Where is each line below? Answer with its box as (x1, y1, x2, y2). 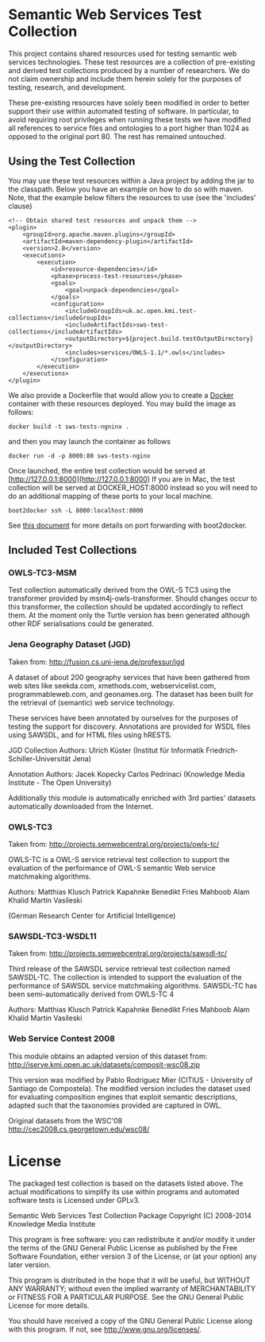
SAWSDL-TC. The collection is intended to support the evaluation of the (8, 973, 242, 982)
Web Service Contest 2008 (8, 1033, 115, 1044)
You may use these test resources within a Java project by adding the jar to (8, 176, 255, 185)
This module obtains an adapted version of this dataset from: (8, 1051, 208, 1061)
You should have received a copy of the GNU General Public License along (8, 1316, 252, 1325)
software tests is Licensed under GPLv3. (8, 1195, 140, 1205)
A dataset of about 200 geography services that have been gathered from (8, 672, 251, 682)
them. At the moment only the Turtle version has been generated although (8, 610, 250, 621)
